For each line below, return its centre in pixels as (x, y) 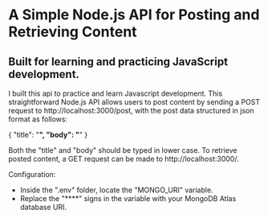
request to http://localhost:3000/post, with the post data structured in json (131, 111)
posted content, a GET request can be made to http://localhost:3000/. (124, 159)
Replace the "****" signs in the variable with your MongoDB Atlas (128, 198)
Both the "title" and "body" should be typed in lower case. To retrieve (123, 150)
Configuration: (32, 174)
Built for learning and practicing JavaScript (118, 62)
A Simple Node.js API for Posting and (134, 15)
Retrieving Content (73, 32)
